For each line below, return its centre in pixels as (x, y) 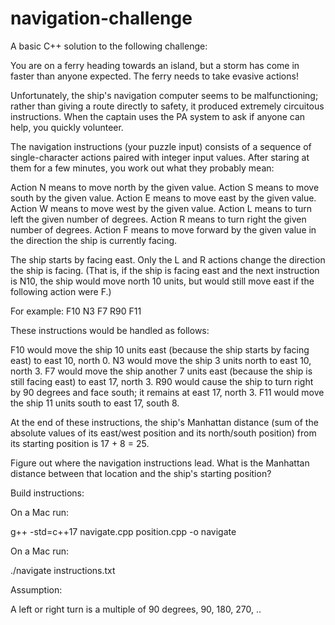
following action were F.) (61, 291)
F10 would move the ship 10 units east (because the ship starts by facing (160, 349)
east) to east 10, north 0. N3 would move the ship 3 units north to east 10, (161, 360)
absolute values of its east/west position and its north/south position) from (163, 433)
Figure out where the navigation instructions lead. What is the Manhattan (160, 463)
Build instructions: (47, 493)
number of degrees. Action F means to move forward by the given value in (163, 229)
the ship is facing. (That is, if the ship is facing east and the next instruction (165, 270)
